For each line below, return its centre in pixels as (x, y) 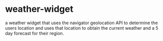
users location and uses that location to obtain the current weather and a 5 (82, 28)
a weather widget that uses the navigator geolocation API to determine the (81, 23)
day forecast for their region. (35, 33)
